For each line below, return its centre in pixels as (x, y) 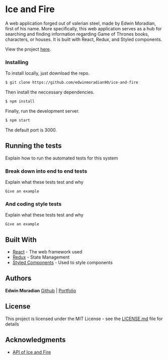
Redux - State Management (41, 257)
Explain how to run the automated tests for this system (62, 158)
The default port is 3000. (31, 130)
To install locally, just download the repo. (47, 73)
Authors (18, 278)
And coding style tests (33, 204)
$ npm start (18, 120)
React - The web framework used (47, 252)
